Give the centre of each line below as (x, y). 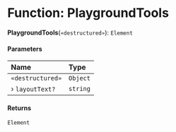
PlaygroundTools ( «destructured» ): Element (70, 32)
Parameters (25, 49)
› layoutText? (33, 89)
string (79, 89)
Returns (19, 108)
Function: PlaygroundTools (88, 13)
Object (79, 78)
